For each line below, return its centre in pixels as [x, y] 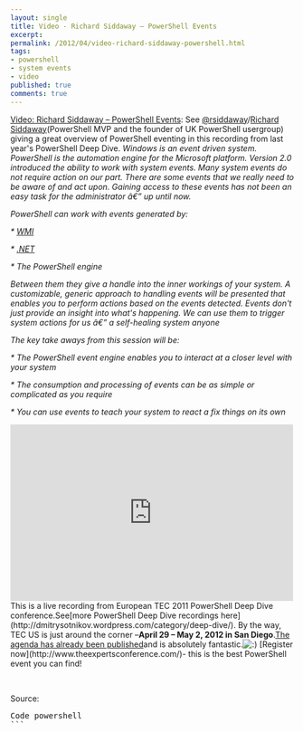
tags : [20, 52]
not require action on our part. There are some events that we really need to [152, 176]
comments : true [39, 93]
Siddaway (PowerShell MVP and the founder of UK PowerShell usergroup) [147, 128]
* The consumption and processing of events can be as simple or [133, 385]
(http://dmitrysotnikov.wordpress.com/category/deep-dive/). [123, 624]
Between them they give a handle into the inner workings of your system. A [151, 284]
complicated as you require [62, 394]
